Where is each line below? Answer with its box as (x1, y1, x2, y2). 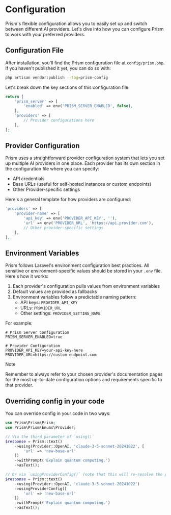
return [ (5, 94, 24, 99)
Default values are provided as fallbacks (12, 288, 97, 295)
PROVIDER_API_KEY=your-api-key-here (5, 348, 83, 353)
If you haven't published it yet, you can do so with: (5, 65, 111, 71)
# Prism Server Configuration (5, 330, 70, 335)
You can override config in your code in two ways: (5, 410, 111, 416)
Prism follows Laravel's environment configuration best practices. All (5, 262, 150, 268)
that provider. (5, 382, 34, 388)
